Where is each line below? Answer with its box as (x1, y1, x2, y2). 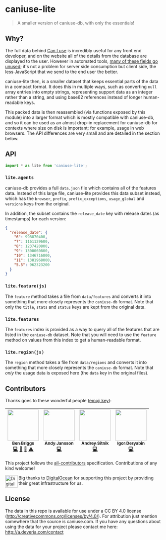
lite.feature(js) (5, 283, 47, 289)
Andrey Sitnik (81, 441, 109, 446)
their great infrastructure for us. (18, 480, 83, 486)
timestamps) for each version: (5, 215, 66, 222)
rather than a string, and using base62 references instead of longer (5, 94, 143, 100)
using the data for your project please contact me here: (5, 524, 118, 530)
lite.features (5, 316, 39, 322)
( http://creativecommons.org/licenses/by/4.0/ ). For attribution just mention (5, 513, 158, 519)
